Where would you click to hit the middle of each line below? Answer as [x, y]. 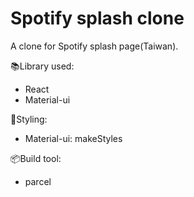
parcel [38, 181]
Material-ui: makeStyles [73, 138]
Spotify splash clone [97, 18]
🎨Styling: [29, 119]
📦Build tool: [36, 158]
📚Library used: [42, 66]
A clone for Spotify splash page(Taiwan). [94, 46]
